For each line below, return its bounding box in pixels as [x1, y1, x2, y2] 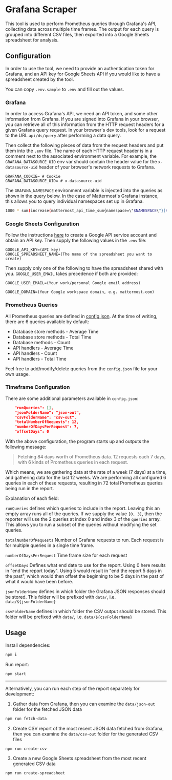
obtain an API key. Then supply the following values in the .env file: [5, 237, 147, 244]
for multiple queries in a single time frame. [5, 542, 95, 549]
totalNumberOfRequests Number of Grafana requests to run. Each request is [5, 537, 164, 543]
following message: [5, 444, 47, 450]
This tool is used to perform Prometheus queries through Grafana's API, [5, 20, 157, 27]
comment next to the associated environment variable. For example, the [5, 153, 157, 159]
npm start [5, 671, 27, 677]
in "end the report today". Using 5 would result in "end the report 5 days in [5, 567, 162, 574]
